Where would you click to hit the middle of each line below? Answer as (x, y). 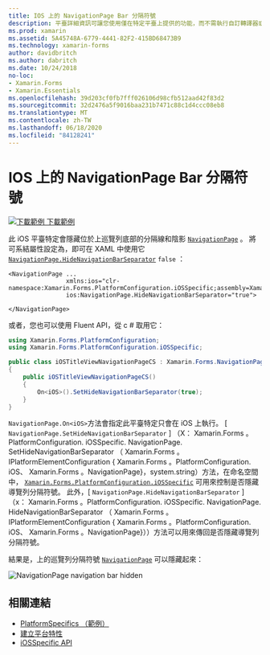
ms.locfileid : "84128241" (51, 135)
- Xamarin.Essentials (45, 90)
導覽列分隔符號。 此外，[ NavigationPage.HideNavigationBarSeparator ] (127, 492)
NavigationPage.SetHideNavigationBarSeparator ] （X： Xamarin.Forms (126, 433)
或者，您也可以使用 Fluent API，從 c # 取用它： (86, 325)
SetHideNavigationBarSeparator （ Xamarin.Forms (92, 452)
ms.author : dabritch (43, 61)
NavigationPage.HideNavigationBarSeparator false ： (97, 259)
